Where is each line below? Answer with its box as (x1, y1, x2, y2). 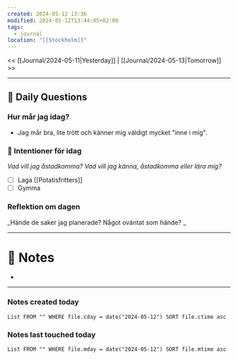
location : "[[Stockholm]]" (7, 37, 87, 44)
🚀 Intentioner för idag (7, 146, 82, 156)
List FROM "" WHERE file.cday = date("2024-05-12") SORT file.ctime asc (7, 313, 227, 320)
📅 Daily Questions (7, 91, 88, 103)
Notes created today (7, 297, 79, 307)
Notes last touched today (7, 330, 96, 339)
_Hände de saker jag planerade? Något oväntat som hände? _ (7, 218, 186, 227)
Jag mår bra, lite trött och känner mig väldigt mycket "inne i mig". (17, 128, 208, 137)
